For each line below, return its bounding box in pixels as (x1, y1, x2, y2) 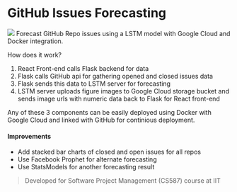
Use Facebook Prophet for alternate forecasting (17, 155, 157, 164)
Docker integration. (7, 37, 64, 45)
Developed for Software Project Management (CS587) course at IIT (24, 176, 221, 185)
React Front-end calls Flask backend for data (17, 64, 149, 72)
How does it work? (7, 50, 62, 59)
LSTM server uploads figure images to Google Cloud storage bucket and (17, 86, 230, 95)
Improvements (7, 132, 52, 140)
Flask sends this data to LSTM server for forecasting (17, 79, 171, 88)
